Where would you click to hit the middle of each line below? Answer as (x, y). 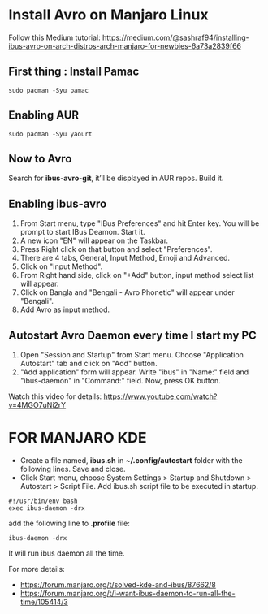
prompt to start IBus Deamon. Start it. (83, 232)
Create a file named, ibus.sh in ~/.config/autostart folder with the (131, 460)
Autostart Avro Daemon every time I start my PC (133, 335)
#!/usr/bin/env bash (43, 501)
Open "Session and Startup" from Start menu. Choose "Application (132, 355)
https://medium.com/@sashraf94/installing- (175, 37)
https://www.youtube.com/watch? (160, 396)
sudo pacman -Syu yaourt (50, 134)
